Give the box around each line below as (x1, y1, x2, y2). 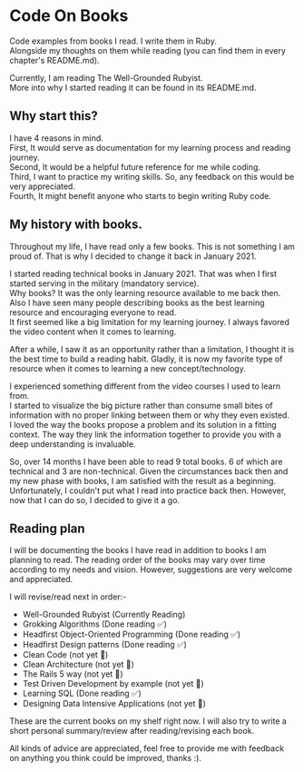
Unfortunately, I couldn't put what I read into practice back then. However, (9, 485, 287, 496)
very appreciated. (9, 181, 75, 192)
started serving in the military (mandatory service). (9, 278, 200, 289)
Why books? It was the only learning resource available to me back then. (9, 287, 281, 298)
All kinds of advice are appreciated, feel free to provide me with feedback (9, 743, 284, 754)
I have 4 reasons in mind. (9, 133, 104, 144)
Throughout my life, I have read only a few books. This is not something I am (9, 241, 295, 252)
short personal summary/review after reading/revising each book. (9, 726, 255, 737)
